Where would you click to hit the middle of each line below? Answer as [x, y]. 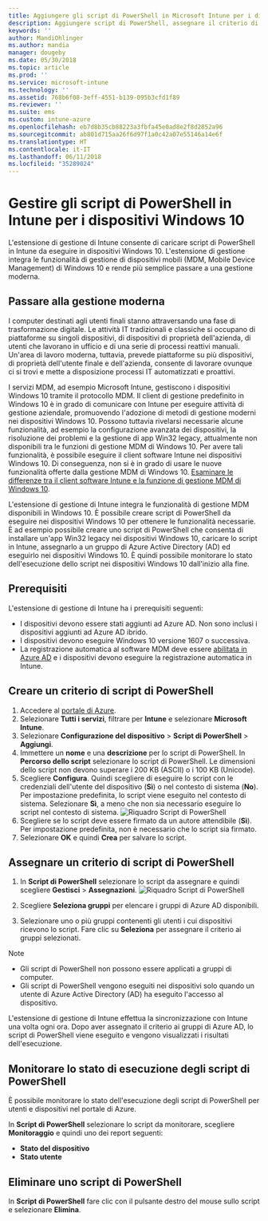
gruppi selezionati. [50, 938]
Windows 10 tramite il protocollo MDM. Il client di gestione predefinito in [126, 395]
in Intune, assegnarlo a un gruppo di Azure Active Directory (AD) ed [120, 547]
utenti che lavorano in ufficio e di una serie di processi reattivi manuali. [124, 346]
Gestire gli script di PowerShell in [120, 203]
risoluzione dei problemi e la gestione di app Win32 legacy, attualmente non [133, 438]
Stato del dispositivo [55, 1148]
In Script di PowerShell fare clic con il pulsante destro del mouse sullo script [134, 1201]
